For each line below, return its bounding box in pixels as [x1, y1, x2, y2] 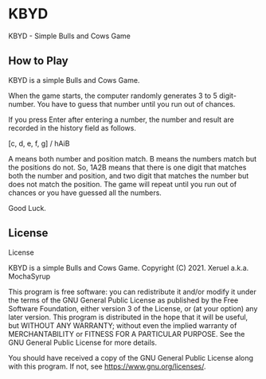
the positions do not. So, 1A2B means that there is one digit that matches [8, 162, 247, 172]
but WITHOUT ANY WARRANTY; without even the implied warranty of [8, 320, 237, 330]
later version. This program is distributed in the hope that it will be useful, [8, 312, 248, 322]
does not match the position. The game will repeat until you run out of [8, 179, 237, 189]
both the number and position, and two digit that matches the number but [8, 170, 249, 180]
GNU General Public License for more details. [8, 338, 158, 347]
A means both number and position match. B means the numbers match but [8, 154, 257, 163]
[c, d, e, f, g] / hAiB [8, 139, 70, 148]
